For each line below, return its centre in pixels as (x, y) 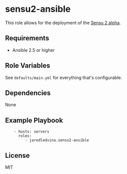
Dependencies (28, 93)
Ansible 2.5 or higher (33, 50)
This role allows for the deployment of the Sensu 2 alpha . (63, 23)
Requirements (27, 38)
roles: (25, 136)
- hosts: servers (32, 132)
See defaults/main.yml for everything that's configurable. (63, 77)
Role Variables (28, 66)
